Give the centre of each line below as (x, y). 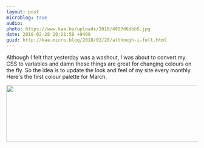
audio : (15, 23)
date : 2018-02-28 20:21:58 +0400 (49, 35)
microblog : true (27, 18)
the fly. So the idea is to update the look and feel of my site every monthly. (99, 70)
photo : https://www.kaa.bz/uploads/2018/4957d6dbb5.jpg (78, 29)
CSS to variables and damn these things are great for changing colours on (99, 64)
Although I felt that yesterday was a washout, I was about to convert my (96, 57)
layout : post (23, 12)
